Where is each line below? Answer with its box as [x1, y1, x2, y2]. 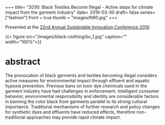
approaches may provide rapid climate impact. [26, 114, 121, 120]
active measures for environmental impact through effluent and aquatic [5, 77, 150, 83]
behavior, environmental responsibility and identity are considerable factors [5, 93, 159, 99]
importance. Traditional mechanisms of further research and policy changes [5, 103, 160, 110]
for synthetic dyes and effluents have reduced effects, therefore [5, 109, 136, 115]
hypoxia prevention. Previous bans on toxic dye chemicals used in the [5, 83, 147, 89]
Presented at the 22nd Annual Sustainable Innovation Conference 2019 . [5, 24, 151, 30]
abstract [5, 56, 41, 67]
